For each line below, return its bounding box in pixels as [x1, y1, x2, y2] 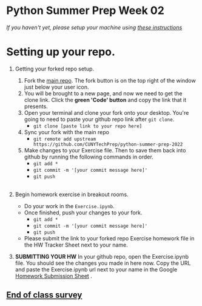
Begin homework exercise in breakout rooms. [15, 191, 129, 198]
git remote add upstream [33, 136, 96, 142]
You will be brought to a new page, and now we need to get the [24, 89, 183, 97]
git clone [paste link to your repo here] [33, 123, 143, 129]
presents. [24, 103, 49, 110]
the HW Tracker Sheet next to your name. [24, 241, 129, 248]
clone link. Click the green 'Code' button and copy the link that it [24, 96, 187, 103]
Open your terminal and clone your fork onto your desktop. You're [24, 109, 189, 116]
